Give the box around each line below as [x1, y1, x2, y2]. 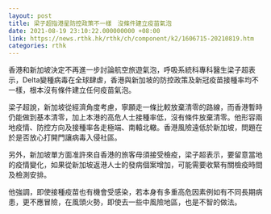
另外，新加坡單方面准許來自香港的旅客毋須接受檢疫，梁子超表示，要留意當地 [8, 150, 263, 160]
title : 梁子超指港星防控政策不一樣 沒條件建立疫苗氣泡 [8, 19, 172, 27]
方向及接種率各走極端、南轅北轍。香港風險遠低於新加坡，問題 [50, 123, 256, 132]
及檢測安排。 [8, 170, 51, 180]
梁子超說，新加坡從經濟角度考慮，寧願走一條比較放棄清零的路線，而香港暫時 [8, 103, 263, 112]
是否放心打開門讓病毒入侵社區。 [15, 132, 122, 142]
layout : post [8, 11, 52, 20]
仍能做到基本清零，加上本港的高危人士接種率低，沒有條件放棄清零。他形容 [8, 112, 256, 122]
